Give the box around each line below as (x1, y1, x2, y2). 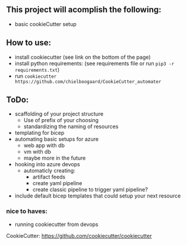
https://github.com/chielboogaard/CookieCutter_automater (14, 78, 161, 85)
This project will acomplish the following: (6, 5, 161, 15)
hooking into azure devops (14, 161, 80, 168)
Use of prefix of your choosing (23, 117, 99, 124)
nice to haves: (6, 207, 47, 215)
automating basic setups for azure (14, 136, 99, 143)
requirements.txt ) (14, 66, 60, 73)
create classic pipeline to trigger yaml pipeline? (32, 186, 148, 193)
